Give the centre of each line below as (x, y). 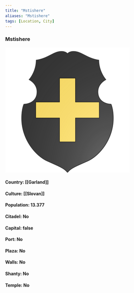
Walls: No (15, 262)
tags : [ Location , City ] (30, 21)
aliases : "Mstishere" (28, 16)
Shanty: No (17, 274)
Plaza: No (15, 250)
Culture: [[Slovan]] (25, 193)
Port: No (14, 239)
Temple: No (17, 285)
